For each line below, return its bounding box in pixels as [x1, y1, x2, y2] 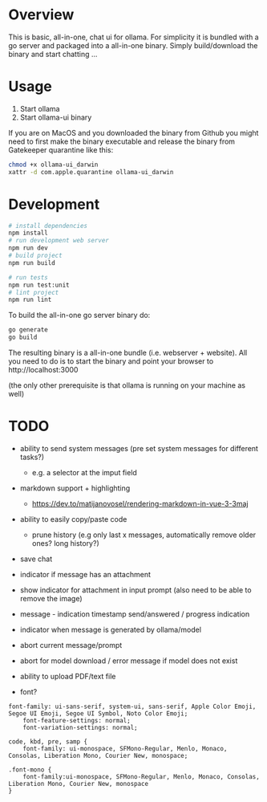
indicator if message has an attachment [19, 570, 151, 579]
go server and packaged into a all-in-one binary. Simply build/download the [8, 40, 258, 50]
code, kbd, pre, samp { [8, 738, 88, 746]
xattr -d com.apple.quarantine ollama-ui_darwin [8, 168, 174, 176]
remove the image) [19, 594, 83, 603]
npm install [8, 229, 48, 238]
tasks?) [19, 452, 45, 462]
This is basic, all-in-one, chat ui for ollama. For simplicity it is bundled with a [8, 32, 259, 42]
